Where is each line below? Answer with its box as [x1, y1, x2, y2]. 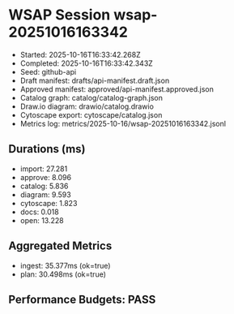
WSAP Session [8, 6, 111, 24]
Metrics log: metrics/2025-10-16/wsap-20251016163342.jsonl [19, 118, 227, 128]
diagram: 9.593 [19, 189, 71, 200]
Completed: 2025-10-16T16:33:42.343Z [19, 58, 154, 68]
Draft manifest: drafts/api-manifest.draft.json [19, 75, 170, 85]
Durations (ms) [8, 142, 86, 156]
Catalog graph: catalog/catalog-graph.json [19, 92, 164, 102]
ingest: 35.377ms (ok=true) [19, 260, 111, 270]
